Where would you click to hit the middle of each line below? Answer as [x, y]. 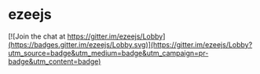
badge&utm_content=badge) [55, 61]
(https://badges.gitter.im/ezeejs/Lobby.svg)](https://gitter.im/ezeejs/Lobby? [130, 44]
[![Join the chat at [37, 36]
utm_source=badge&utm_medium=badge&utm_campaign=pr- [108, 53]
